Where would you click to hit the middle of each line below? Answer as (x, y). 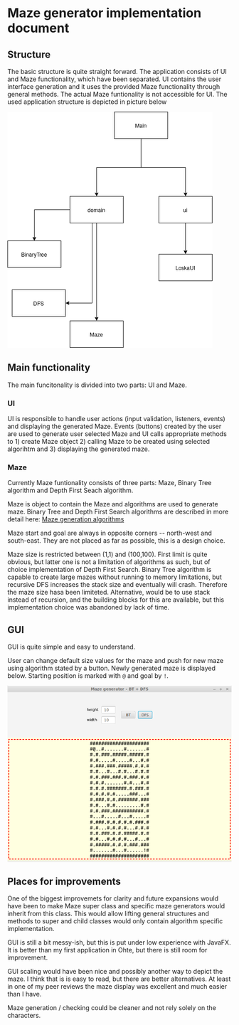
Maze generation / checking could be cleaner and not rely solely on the (112, 1008)
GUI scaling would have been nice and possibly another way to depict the (115, 972)
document (38, 28)
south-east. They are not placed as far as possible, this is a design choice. (116, 541)
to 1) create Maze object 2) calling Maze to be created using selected (108, 442)
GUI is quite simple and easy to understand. (71, 647)
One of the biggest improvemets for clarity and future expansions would (113, 898)
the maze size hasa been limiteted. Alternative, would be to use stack (109, 593)
